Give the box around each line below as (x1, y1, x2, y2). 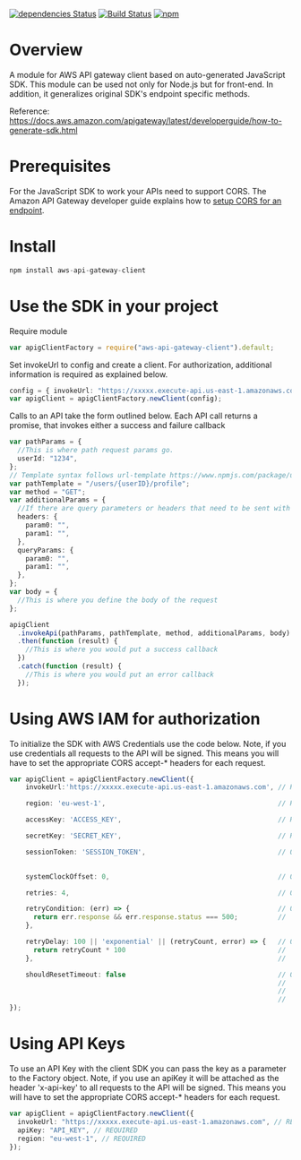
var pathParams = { (9, 437, 82, 447)
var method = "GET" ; (9, 487, 87, 496)
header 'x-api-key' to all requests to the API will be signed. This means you (9, 1082, 287, 1093)
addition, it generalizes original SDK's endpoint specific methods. (9, 88, 251, 99)
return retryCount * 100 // (32, 945, 287, 954)
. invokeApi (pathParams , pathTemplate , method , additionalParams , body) (17, 628, 291, 638)
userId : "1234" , (17, 454, 78, 463)
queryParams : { (17, 546, 74, 554)
